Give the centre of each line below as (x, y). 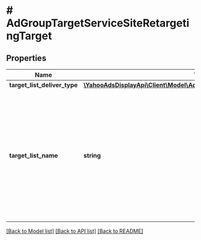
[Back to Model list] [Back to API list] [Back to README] (75, 231)
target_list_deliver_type (43, 85)
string (92, 155)
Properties (26, 58)
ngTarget (29, 36)
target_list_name (34, 155)
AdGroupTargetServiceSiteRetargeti (98, 23)
